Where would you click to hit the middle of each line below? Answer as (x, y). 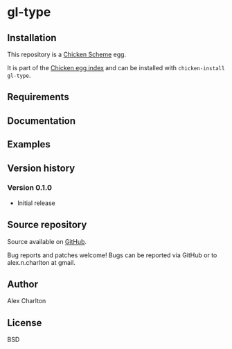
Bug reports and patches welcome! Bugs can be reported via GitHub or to (112, 255)
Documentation (42, 121)
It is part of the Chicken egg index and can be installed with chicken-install (116, 68)
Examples (29, 144)
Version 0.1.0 (29, 188)
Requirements (38, 97)
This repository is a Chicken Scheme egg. (67, 54)
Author (23, 285)
